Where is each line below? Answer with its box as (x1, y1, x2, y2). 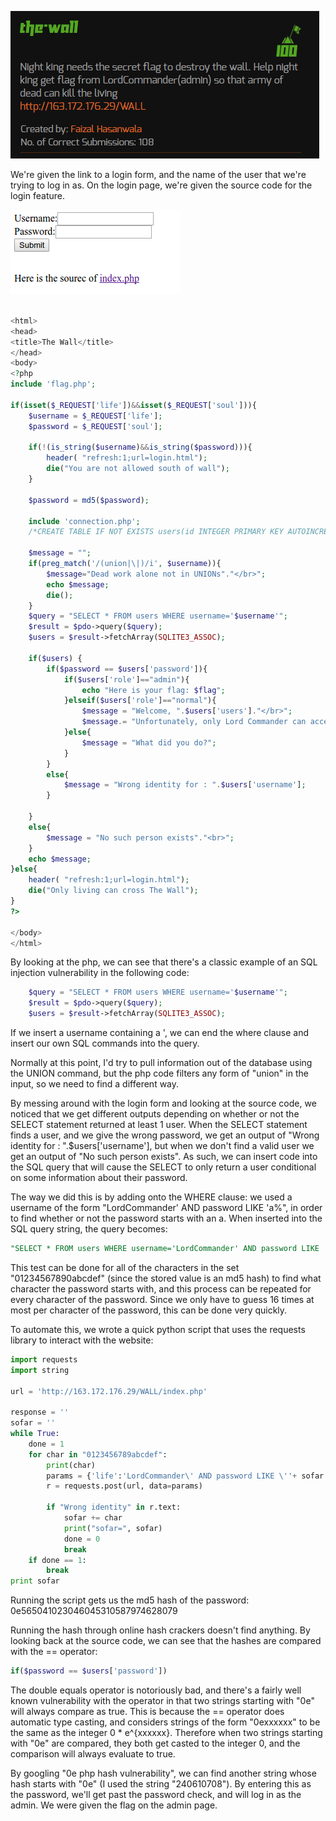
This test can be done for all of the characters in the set (10, 1261, 240, 1273)
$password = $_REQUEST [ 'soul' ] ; (28, 421, 163, 431)
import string (10, 1365, 70, 1375)
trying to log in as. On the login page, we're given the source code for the (10, 179, 313, 191)
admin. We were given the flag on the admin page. (10, 1799, 218, 1811)
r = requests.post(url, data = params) (46, 1481, 203, 1491)
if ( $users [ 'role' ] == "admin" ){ (63, 674, 190, 685)
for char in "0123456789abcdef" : (28, 1449, 168, 1460)
